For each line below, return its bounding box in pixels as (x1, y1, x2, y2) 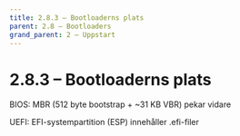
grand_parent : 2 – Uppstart (9, 30, 116, 39)
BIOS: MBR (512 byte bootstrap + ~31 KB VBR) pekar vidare (9, 99, 232, 110)
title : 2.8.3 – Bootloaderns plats (9, 13, 145, 23)
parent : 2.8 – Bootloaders (9, 22, 112, 31)
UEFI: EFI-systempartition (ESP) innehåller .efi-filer (9, 117, 200, 128)
